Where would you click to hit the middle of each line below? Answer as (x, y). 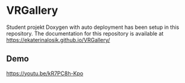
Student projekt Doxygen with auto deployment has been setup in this (93, 27)
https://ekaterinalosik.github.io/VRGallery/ (58, 40)
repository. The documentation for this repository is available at (85, 33)
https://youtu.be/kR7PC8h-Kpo (45, 73)
